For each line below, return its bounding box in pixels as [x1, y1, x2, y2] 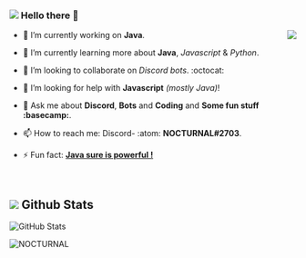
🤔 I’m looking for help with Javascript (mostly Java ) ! [22, 83, 220, 94]
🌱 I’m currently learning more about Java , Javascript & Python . [22, 47, 260, 58]
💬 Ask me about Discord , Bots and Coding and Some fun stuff [22, 100, 260, 111]
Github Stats [21, 196, 94, 213]
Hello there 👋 [20, 9, 79, 22]
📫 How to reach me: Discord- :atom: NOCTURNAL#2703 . [22, 128, 242, 139]
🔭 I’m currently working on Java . [22, 30, 146, 41]
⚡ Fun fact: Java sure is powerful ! [22, 150, 154, 161]
